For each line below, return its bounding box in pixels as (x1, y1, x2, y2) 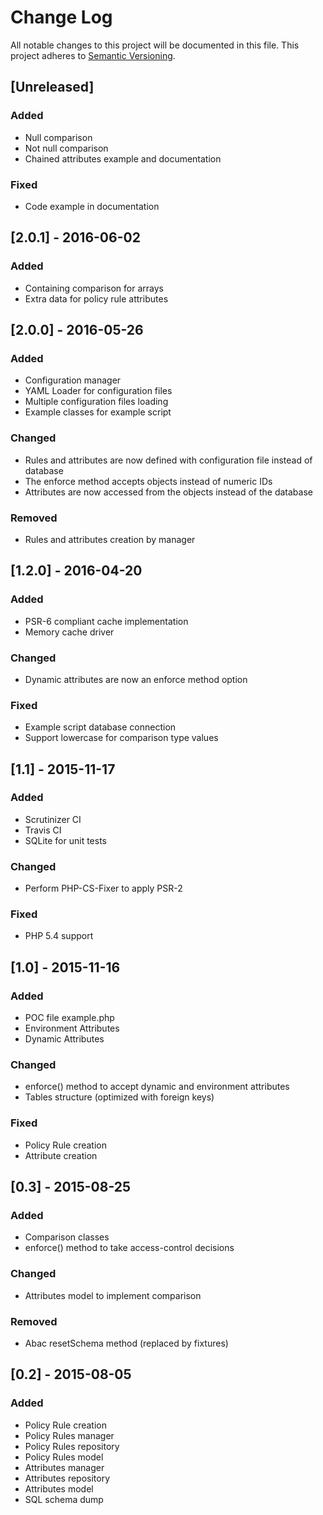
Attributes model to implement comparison (24, 1289, 202, 1301)
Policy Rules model (24, 1451, 104, 1463)
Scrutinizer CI (24, 813, 82, 825)
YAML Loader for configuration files (24, 385, 173, 397)
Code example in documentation (24, 200, 160, 212)
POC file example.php (24, 1012, 115, 1024)
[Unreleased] (10, 79, 95, 96)
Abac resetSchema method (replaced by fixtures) (24, 1337, 229, 1350)
